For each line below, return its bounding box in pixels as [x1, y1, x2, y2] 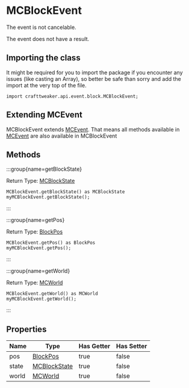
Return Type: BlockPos [6, 228, 63, 235]
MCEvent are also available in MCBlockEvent [6, 132, 117, 139]
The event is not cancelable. [6, 24, 76, 31]
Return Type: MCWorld [6, 279, 63, 287]
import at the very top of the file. [6, 81, 87, 89]
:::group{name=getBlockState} [6, 165, 82, 173]
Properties [6, 324, 47, 334]
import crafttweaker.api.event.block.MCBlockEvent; [6, 93, 138, 100]
